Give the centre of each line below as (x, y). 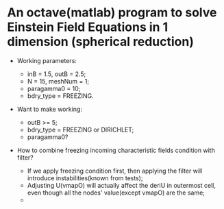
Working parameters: (47, 60)
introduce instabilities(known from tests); (85, 178)
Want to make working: (49, 109)
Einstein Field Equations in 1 (88, 27)
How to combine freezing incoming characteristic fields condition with (116, 150)
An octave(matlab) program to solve (112, 13)
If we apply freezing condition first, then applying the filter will (115, 171)
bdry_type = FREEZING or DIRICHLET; (80, 130)
